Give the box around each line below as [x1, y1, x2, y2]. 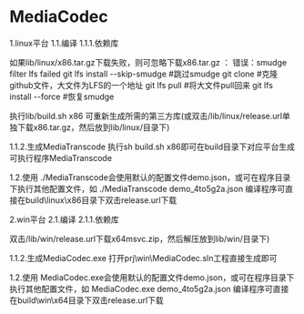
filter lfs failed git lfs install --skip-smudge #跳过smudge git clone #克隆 [9, 68, 279, 79]
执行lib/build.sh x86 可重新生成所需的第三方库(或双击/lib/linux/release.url [9, 110, 283, 121]
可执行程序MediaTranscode [9, 152, 112, 163]
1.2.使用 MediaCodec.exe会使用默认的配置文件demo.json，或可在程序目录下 [9, 271, 295, 283]
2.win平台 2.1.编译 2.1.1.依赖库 [9, 214, 120, 225]
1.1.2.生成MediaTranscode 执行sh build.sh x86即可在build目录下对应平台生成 [9, 141, 296, 152]
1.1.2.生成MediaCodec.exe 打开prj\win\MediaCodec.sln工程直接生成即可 [9, 252, 278, 263]
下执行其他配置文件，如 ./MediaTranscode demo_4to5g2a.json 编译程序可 [9, 183, 286, 194]
